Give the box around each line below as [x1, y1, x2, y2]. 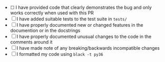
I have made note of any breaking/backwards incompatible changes [16, 45, 160, 51]
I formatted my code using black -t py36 [16, 51, 103, 57]
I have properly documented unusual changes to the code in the [16, 33, 152, 39]
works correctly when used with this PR [10, 10, 94, 16]
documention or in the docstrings [10, 28, 81, 33]
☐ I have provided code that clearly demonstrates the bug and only [10, 5, 152, 10]
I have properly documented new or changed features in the [16, 22, 144, 28]
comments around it [10, 39, 53, 45]
